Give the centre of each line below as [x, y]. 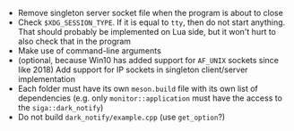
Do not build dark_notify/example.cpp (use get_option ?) [121, 117]
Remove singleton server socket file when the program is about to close [151, 13]
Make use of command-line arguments [89, 51]
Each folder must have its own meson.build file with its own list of [138, 89]
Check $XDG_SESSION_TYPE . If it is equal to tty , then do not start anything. [151, 22]
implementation [47, 79]
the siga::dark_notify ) [61, 107]
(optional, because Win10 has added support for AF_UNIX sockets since [148, 60]
